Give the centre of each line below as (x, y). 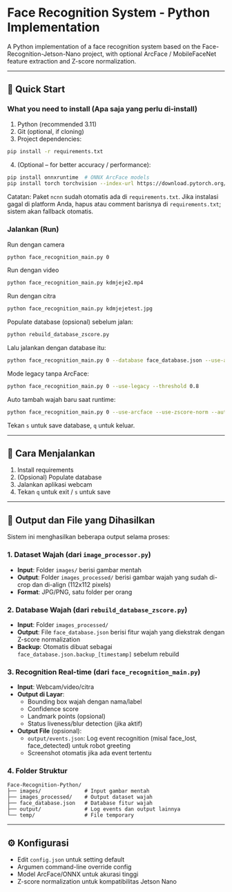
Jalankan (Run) (33, 229)
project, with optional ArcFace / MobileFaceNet (149, 54)
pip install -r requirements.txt (55, 151)
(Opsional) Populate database (59, 477)
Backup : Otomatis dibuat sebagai (65, 646)
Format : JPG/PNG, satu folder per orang (75, 592)
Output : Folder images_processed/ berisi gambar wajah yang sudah (113, 577)
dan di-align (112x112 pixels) (72, 584)
